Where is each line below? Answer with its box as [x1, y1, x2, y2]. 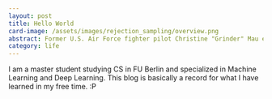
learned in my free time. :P [8, 82, 97, 92]
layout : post [8, 11, 53, 20]
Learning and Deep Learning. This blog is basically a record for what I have [8, 73, 259, 83]
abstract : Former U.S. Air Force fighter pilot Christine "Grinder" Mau [8, 34, 259, 43]
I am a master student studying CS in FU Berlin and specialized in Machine [8, 64, 257, 74]
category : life [8, 42, 60, 50]
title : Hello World [8, 19, 74, 28]
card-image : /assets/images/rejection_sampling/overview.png [8, 27, 219, 35]
